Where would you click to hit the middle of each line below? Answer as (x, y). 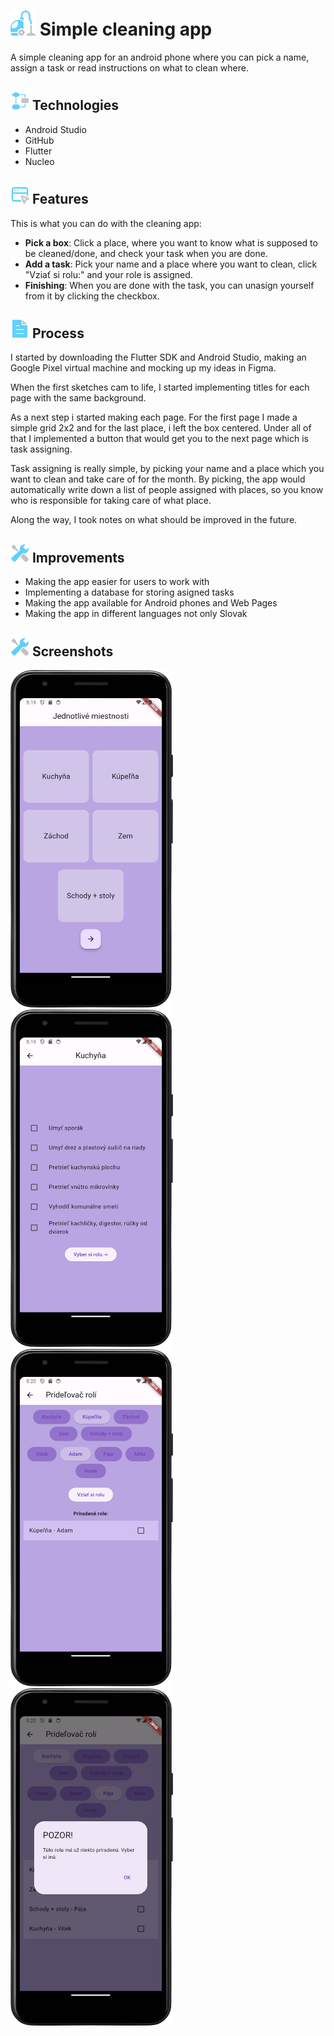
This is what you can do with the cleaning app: (106, 223)
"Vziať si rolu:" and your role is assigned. (108, 274)
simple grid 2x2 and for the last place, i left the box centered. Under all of (161, 428)
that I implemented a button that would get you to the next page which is (159, 439)
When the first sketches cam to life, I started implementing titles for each (160, 387)
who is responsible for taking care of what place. (111, 501)
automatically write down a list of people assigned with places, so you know (167, 490)
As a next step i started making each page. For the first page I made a (154, 417)
